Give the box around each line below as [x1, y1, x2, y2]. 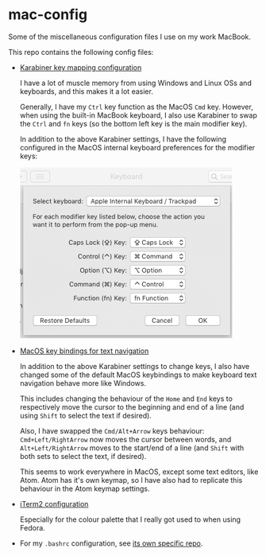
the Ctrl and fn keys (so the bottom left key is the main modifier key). [19, 119, 248, 128]
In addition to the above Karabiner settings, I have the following [19, 134, 227, 144]
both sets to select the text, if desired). [19, 451, 147, 461]
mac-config [8, 6, 88, 24]
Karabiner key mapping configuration [19, 62, 142, 72]
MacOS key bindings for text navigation [19, 346, 149, 356]
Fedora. [19, 523, 45, 532]
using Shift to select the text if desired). [19, 410, 152, 420]
